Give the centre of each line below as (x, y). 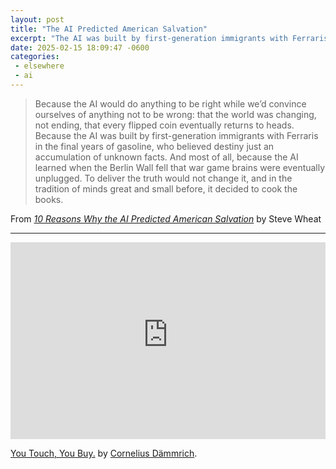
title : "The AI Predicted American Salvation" (109, 29)
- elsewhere (39, 66)
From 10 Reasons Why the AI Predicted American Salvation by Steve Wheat (166, 218)
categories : (35, 57)
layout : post (37, 19)
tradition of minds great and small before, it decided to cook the (166, 188)
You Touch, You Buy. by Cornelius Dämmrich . (104, 453)
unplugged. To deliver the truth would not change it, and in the (163, 178)
